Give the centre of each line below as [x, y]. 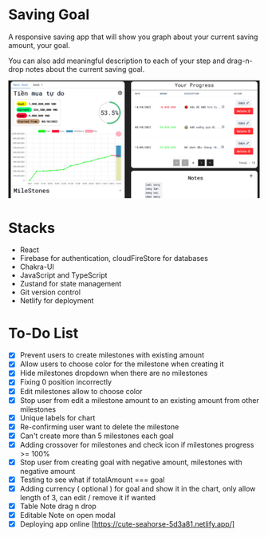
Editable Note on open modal [67, 515]
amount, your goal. [39, 45]
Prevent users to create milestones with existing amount [112, 355]
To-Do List [43, 333]
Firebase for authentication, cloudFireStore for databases [114, 259]
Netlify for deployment [57, 301]
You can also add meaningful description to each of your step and [117, 61]
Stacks [32, 228]
